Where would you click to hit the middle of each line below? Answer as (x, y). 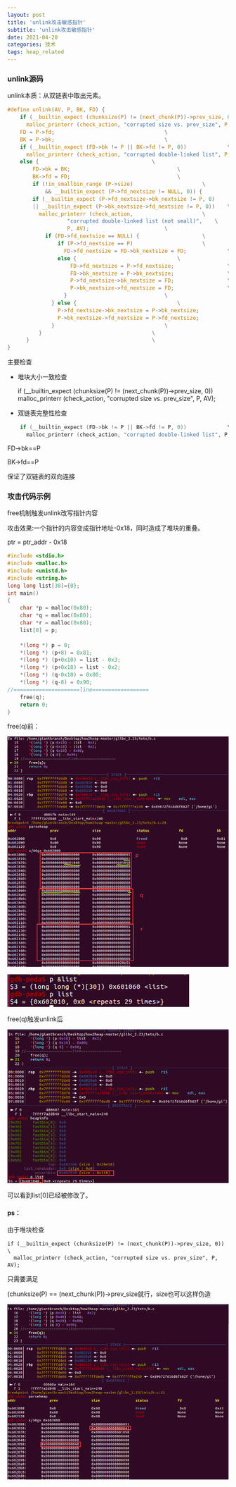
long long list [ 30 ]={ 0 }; (44, 586)
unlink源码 (25, 79)
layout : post (26, 15)
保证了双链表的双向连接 (41, 476)
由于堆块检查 (26, 1230)
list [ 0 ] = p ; (39, 630)
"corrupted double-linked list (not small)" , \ (143, 221)
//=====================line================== (78, 690)
